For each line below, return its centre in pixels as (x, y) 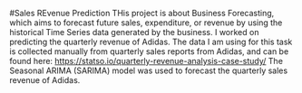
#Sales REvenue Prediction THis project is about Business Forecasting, (142, 13)
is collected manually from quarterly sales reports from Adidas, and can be (149, 51)
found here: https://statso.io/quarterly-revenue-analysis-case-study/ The (146, 61)
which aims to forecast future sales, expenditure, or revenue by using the (146, 23)
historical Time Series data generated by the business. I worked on (134, 32)
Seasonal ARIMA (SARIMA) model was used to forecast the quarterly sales (149, 70)
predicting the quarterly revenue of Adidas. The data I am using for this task (151, 42)
